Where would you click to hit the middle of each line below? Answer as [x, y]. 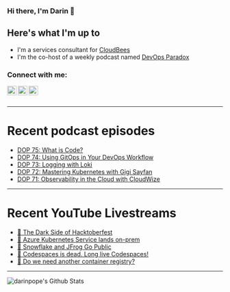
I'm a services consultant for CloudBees [73, 49]
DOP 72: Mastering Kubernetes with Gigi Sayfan [85, 171]
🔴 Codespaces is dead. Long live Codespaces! [83, 254]
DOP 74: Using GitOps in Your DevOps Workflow [85, 157]
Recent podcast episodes [81, 131]
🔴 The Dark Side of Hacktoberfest [65, 232]
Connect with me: [37, 75]
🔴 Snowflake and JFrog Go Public [64, 247]
